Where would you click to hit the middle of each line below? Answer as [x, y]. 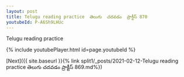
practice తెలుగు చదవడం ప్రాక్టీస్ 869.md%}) [54, 67]
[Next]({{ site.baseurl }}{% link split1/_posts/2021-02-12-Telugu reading [92, 61]
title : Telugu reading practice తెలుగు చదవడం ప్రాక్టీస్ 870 [77, 17]
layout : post [22, 11]
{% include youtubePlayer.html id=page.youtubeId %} [71, 50]
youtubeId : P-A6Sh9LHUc [35, 22]
